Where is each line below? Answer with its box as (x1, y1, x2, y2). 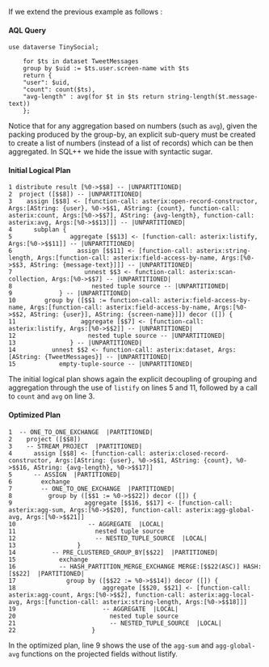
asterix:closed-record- (149, 449, 229, 458)
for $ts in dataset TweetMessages (23, 57, 139, 65)
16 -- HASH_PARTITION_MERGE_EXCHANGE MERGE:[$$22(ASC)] (8, 562, 241, 571)
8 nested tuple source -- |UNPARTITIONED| (8, 282, 229, 290)
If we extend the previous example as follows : (8, 7, 163, 16)
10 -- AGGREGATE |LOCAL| (8, 520, 164, 528)
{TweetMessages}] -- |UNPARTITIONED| (44, 353, 172, 361)
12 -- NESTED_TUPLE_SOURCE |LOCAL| (8, 534, 208, 542)
